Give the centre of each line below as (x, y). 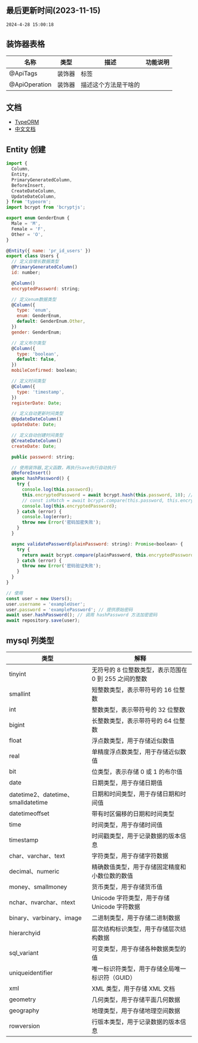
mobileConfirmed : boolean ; (44, 371)
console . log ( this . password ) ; (57, 489)
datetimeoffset (29, 813)
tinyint (18, 673)
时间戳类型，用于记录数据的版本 (136, 836)
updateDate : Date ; (34, 425)
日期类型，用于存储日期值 (127, 783)
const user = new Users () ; (39, 599)
